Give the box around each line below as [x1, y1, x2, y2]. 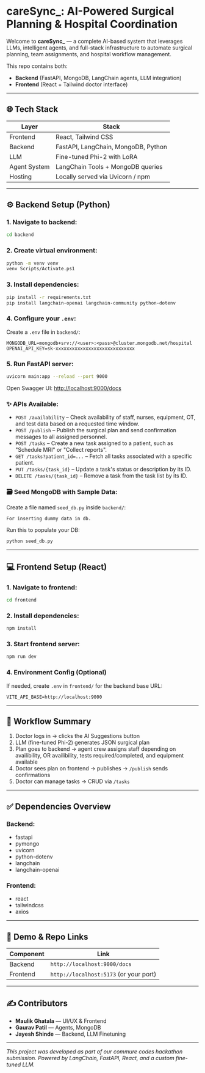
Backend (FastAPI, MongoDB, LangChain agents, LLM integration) [15, 74, 182, 81]
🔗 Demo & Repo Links [6, 931, 88, 942]
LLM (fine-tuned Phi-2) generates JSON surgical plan [15, 739, 150, 747]
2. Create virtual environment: [6, 246, 98, 255]
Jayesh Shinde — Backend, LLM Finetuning [15, 1030, 126, 1038]
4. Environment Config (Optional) [6, 668, 107, 677]
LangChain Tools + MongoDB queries [56, 162, 163, 171]
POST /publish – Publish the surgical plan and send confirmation [15, 427, 177, 434]
